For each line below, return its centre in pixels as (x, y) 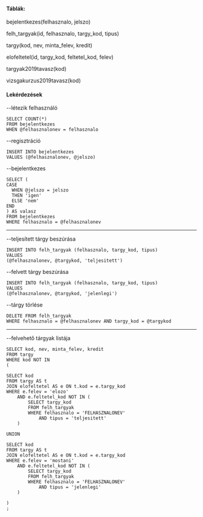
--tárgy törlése (25, 305)
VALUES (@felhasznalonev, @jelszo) (51, 158)
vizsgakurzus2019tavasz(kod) (44, 81)
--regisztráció (24, 141)
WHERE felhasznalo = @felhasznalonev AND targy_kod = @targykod (89, 321)
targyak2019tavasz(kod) (37, 69)
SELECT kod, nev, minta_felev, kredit (55, 349)
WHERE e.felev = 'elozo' (37, 392)
